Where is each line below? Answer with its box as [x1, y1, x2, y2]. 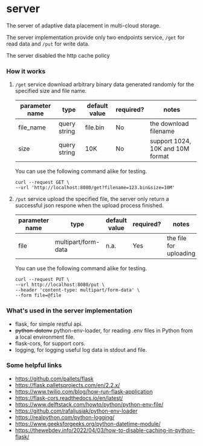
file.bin [85, 123, 105, 132]
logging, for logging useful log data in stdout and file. [14, 346, 147, 353]
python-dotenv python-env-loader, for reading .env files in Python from [14, 326, 193, 334]
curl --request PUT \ [14, 277, 69, 283]
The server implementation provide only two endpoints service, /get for [6, 33, 185, 41]
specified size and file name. [14, 87, 87, 95]
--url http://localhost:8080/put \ [14, 282, 105, 288]
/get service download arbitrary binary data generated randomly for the [14, 81, 195, 88]
